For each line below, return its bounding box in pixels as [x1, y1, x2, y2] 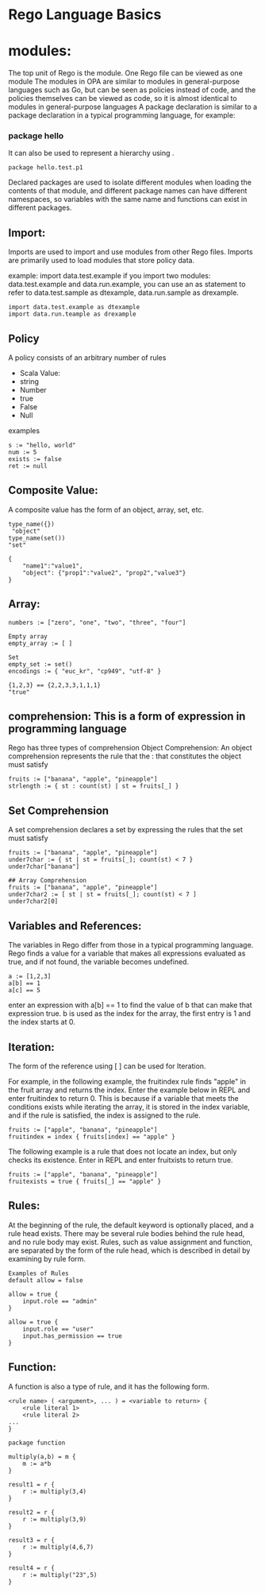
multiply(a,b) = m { [8, 1452, 77, 1460]
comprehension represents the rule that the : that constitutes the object [8, 751, 242, 761]
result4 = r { [8, 1564, 56, 1572]
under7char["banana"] [8, 862, 80, 871]
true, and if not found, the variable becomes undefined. [8, 957, 189, 967]
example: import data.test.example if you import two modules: [8, 271, 211, 281]
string [19, 377, 40, 386]
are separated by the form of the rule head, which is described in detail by [8, 1246, 251, 1255]
